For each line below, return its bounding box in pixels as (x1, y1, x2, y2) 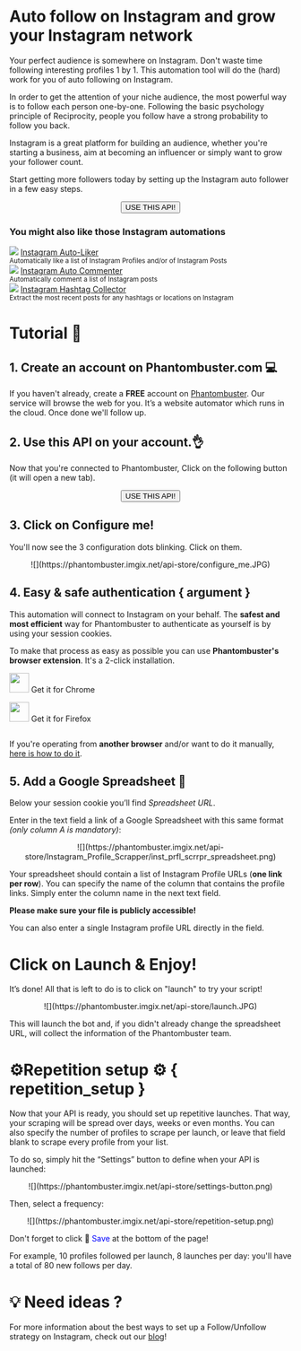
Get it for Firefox (30, 713, 91, 724)
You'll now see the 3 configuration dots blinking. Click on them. (9, 541, 243, 553)
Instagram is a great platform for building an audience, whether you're (9, 137, 268, 148)
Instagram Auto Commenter (20, 266, 123, 276)
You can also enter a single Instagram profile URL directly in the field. (9, 922, 264, 934)
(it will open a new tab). (9, 473, 96, 484)
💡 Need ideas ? (9, 1292, 123, 1312)
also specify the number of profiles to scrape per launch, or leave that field (9, 1128, 286, 1138)
